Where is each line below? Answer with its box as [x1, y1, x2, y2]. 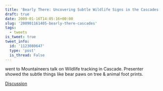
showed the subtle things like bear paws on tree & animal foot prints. [5, 71, 143, 77]
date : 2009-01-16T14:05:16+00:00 [5, 16, 73, 21]
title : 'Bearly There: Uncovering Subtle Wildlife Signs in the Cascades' [5, 7, 161, 12]
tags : [5, 25, 16, 30]
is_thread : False [9, 52, 45, 58]
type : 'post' [9, 48, 36, 53]
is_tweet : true [5, 35, 36, 40]
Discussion [5, 81, 27, 87]
